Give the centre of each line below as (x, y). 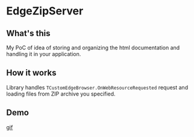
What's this (28, 33)
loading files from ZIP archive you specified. (61, 94)
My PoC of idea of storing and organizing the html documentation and (93, 47)
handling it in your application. (44, 54)
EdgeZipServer (45, 11)
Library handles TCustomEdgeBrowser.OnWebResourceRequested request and (97, 87)
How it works (31, 73)
